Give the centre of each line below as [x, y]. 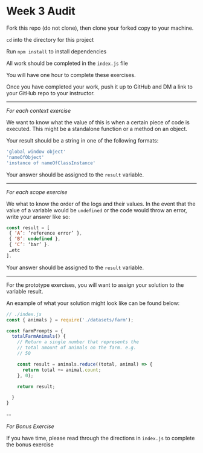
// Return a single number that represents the [78, 342]
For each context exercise [39, 110]
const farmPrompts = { [35, 331]
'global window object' [36, 152]
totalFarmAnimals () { [39, 337]
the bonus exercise [30, 445]
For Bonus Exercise [30, 426]
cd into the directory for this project [50, 39]
